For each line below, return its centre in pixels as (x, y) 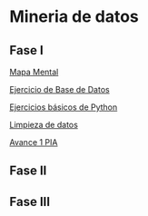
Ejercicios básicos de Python (64, 107)
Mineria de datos (74, 17)
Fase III (30, 201)
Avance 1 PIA (34, 142)
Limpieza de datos (44, 125)
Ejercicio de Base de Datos (60, 89)
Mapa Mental (34, 72)
